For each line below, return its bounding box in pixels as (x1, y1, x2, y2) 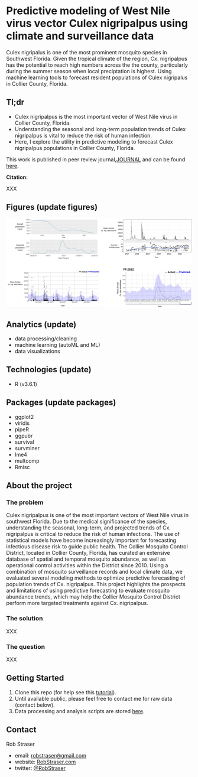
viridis (14, 420, 30, 427)
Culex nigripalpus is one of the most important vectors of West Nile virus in (6, 512, 189, 519)
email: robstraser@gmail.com (14, 752, 87, 759)
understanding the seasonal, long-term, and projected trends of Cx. (6, 524, 171, 531)
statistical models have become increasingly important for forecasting (6, 537, 176, 544)
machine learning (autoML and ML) (14, 342, 100, 349)
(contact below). (14, 701, 55, 708)
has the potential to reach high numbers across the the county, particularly (6, 61, 188, 69)
